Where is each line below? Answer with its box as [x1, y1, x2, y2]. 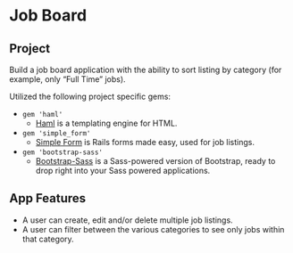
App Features [9, 191, 87, 206]
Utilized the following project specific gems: [9, 91, 172, 102]
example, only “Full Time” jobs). [9, 74, 127, 85]
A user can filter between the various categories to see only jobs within [21, 224, 285, 234]
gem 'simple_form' [21, 129, 91, 138]
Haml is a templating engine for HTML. [35, 118, 178, 128]
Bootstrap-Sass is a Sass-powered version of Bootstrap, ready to [35, 156, 276, 166]
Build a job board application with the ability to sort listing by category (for [9, 64, 282, 75]
